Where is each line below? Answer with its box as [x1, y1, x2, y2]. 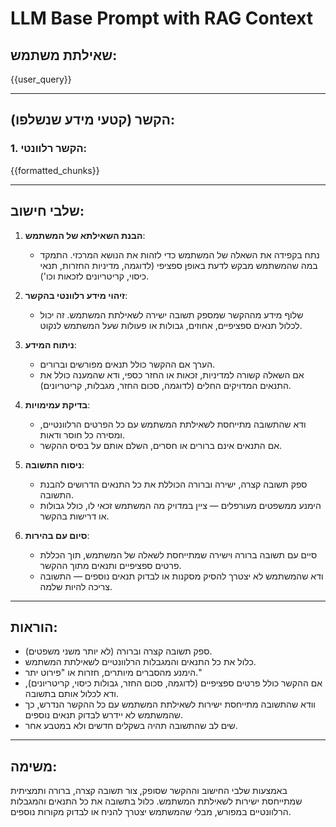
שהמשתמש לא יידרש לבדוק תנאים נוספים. [24, 709, 184, 721]
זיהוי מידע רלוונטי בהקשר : [24, 289, 128, 301]
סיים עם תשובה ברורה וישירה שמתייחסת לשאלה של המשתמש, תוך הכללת [39, 548, 318, 561]
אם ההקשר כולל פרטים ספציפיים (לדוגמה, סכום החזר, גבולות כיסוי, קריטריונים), [24, 677, 323, 689]
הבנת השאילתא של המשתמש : [24, 229, 146, 241]
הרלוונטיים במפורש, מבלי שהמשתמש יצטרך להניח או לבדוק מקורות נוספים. [10, 806, 292, 818]
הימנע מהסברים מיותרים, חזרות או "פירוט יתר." [24, 667, 203, 679]
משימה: [10, 758, 58, 775]
